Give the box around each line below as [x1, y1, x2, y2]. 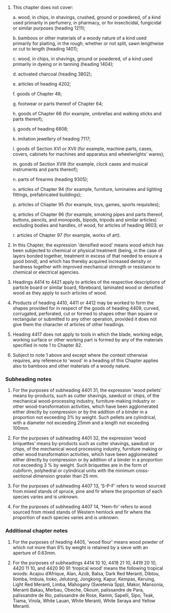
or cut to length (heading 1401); [12, 46, 79, 52]
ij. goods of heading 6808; [12, 126, 69, 132]
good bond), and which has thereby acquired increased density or [12, 258, 152, 264]
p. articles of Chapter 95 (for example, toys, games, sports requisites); [12, 202, 160, 207]
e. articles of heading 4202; [12, 81, 71, 87]
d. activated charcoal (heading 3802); [12, 71, 93, 77]
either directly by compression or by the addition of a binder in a [12, 409, 148, 415]
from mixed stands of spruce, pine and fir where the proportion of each [12, 488, 163, 495]
